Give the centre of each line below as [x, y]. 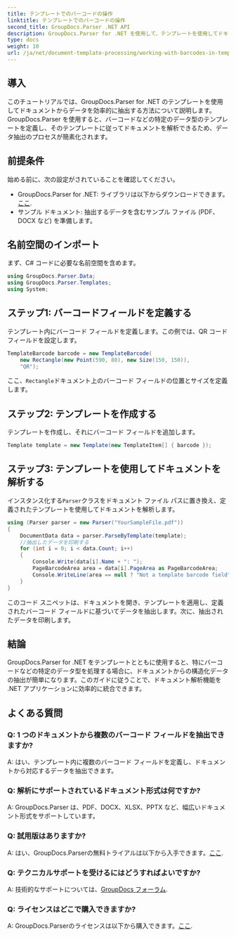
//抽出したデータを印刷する [54, 542]
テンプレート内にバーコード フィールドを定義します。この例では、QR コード [118, 331]
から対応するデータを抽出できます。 [65, 771]
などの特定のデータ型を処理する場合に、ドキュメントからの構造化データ [124, 671]
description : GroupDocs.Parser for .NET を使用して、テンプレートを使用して [113, 33]
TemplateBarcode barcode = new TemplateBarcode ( [80, 353]
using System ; [28, 290]
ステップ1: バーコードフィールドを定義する [99, 313]
